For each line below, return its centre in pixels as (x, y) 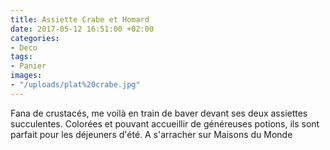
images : (26, 76)
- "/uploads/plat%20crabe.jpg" (75, 85)
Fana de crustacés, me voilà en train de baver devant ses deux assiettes (159, 113)
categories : (35, 38)
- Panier (28, 66)
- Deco (24, 47)
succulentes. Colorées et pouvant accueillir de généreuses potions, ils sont (165, 123)
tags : (21, 57)
